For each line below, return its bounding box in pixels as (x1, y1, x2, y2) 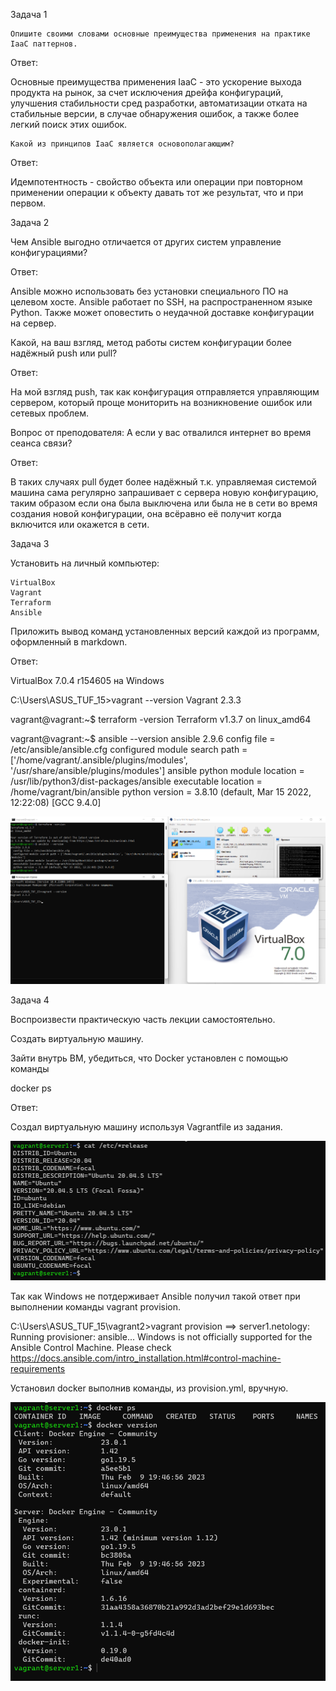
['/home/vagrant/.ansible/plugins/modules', (10, 754, 188, 766)
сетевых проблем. (10, 407, 89, 419)
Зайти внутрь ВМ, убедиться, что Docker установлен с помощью (10, 1052, 289, 1064)
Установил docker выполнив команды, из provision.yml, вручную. (10, 1382, 289, 1394)
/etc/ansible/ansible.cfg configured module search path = (10, 744, 248, 755)
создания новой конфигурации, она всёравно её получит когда (10, 508, 282, 519)
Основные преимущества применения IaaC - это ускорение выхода (10, 76, 302, 88)
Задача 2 (10, 217, 50, 228)
